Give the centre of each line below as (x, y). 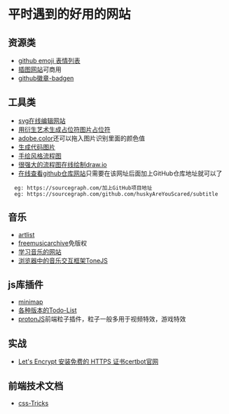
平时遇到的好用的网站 (70, 14)
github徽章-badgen (46, 78)
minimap (30, 302)
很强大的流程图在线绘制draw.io (62, 164)
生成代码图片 (36, 147)
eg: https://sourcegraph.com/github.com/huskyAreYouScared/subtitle (116, 194)
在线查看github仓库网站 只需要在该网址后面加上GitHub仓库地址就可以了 (120, 173)
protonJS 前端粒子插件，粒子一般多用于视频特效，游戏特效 (102, 319)
